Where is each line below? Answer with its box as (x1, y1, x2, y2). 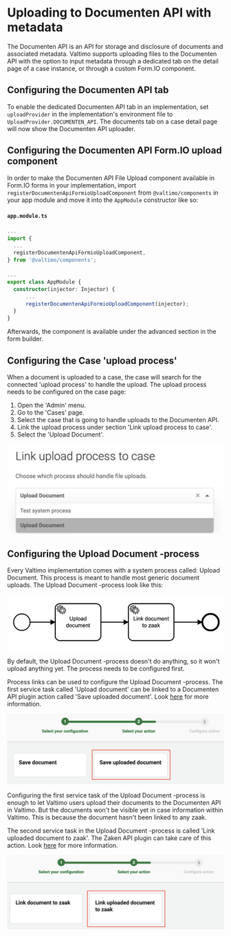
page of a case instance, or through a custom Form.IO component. (7, 64, 196, 72)
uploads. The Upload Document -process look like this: (7, 581, 164, 589)
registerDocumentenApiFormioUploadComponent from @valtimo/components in (7, 188, 219, 197)
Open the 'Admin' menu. (16, 401, 86, 409)
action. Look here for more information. (7, 841, 118, 849)
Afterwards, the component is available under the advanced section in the (7, 328, 217, 336)
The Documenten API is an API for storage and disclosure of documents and (7, 42, 223, 50)
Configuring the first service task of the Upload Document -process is (7, 791, 206, 799)
